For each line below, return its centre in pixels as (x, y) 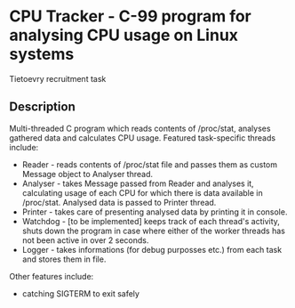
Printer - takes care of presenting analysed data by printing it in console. (155, 212)
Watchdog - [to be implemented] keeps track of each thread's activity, (151, 221)
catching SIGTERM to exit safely (81, 293)
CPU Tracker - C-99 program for (130, 16)
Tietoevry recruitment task (58, 78)
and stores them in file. (64, 259)
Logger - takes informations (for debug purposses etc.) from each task (152, 249)
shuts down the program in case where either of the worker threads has (154, 231)
